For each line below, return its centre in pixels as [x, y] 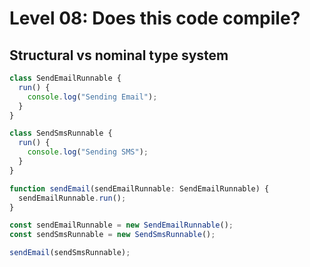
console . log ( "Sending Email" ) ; [92, 97]
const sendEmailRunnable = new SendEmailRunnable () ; [121, 225]
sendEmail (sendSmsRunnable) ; [70, 253]
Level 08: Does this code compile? [155, 18]
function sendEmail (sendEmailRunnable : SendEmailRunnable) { [139, 188]
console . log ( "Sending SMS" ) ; [88, 152]
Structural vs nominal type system [119, 55]
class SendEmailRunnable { [65, 78]
